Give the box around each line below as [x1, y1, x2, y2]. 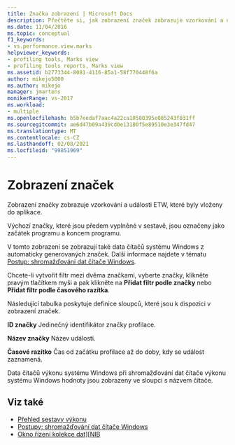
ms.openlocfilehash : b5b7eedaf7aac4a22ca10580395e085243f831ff [7, 114, 196, 121]
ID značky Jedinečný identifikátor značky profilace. [7, 320, 156, 329]
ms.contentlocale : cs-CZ [7, 134, 80, 141]
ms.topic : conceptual [7, 29, 71, 37]
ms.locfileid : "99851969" [7, 147, 83, 154]
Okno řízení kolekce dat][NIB [17, 430, 101, 438]
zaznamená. [7, 355, 43, 363]
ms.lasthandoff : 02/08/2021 [7, 141, 90, 148]
